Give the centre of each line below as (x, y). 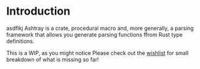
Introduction (38, 11)
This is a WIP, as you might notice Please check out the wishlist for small (98, 53)
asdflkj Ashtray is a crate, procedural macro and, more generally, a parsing (100, 28)
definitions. (20, 41)
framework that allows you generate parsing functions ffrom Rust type (95, 34)
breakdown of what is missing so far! (53, 59)
